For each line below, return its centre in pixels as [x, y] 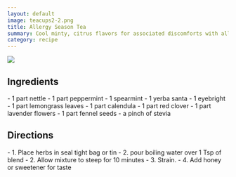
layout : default [31, 14]
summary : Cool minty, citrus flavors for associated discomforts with [113, 33]
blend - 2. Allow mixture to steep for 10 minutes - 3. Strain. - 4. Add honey [114, 159]
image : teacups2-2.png [40, 20]
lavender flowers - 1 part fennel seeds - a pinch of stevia [89, 113]
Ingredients [33, 81]
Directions [31, 135]
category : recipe [33, 40]
